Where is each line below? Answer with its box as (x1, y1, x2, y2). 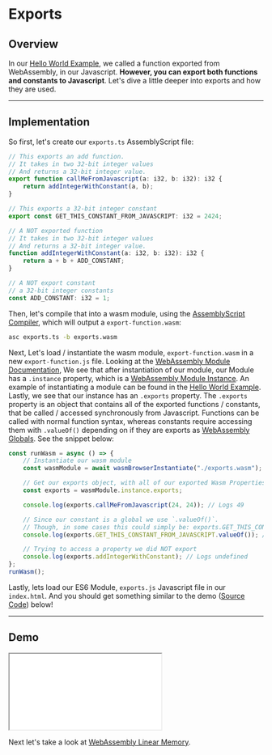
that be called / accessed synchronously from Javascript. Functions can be (8, 408, 260, 418)
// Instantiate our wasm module (23, 456, 132, 465)
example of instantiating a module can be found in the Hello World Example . (8, 382, 261, 392)
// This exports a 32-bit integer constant (8, 205, 158, 213)
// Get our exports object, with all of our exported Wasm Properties (23, 479, 266, 487)
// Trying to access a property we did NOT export (23, 545, 198, 554)
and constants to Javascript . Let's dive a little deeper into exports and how (8, 76, 261, 85)
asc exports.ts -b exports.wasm (8, 333, 117, 341)
